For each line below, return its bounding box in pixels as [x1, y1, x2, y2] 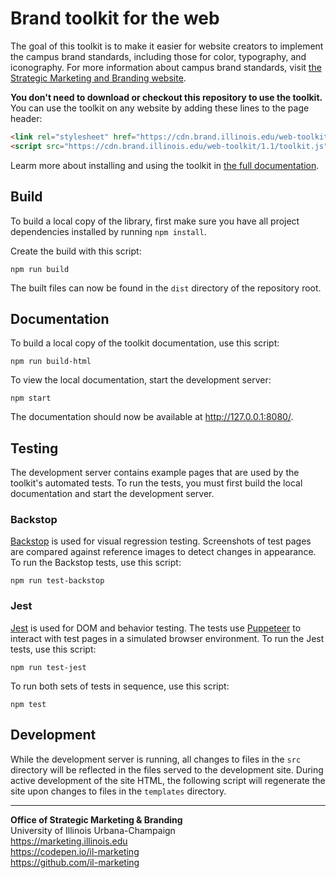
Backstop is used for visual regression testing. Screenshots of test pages [10, 535, 312, 547]
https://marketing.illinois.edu [10, 835, 128, 847]
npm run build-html [10, 357, 92, 367]
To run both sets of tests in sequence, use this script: [10, 680, 230, 692]
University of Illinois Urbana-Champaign [10, 824, 176, 836]
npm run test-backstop [10, 576, 105, 586]
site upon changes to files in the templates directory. [10, 785, 227, 797]
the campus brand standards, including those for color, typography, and [10, 50, 307, 62]
